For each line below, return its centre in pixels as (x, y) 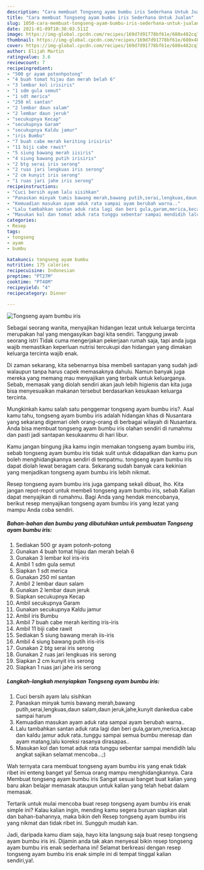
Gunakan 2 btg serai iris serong (55, 648)
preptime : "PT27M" (30, 276)
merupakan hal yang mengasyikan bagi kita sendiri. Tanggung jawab (92, 334)
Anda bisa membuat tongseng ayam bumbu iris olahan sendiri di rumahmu (100, 428)
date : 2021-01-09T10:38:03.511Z (48, 29)
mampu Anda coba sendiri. (41, 510)
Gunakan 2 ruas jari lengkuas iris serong (66, 654)
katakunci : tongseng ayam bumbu (48, 259)
